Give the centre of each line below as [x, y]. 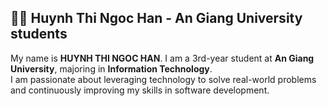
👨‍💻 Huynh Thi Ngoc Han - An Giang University [156, 18]
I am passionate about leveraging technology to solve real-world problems [163, 79]
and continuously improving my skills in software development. [140, 90]
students [39, 34]
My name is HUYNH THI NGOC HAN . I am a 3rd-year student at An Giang [162, 58]
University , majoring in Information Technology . [111, 68]
